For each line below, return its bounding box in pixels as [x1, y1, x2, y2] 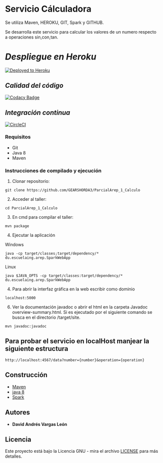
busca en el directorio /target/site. [12, 314, 81, 320]
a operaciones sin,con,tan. [5, 34, 58, 40]
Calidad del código [5, 81, 64, 90]
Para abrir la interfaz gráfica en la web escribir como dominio [12, 286, 135, 292]
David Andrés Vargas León [12, 421, 67, 427]
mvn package [5, 224, 29, 229]
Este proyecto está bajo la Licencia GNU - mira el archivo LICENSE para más [5, 448, 158, 454]
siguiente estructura [5, 345, 69, 353]
